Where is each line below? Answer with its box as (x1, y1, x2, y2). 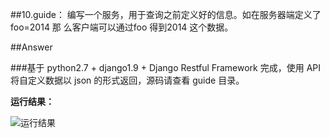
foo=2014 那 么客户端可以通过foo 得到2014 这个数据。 (10, 21, 234, 33)
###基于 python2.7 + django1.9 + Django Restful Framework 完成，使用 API (10, 62, 322, 73)
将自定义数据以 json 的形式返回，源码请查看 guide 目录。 (10, 74, 245, 86)
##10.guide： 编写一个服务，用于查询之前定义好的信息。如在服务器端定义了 (10, 9, 322, 20)
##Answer (10, 41, 53, 53)
